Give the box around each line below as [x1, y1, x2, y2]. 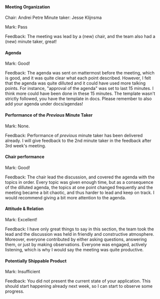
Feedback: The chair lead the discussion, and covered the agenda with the [5, 174, 155, 180]
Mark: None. [5, 123, 30, 129]
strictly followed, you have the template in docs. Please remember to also [5, 96, 152, 102]
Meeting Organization [5, 4, 50, 10]
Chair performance [5, 154, 45, 160]
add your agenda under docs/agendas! [5, 101, 84, 107]
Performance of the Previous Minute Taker [5, 112, 93, 118]
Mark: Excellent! [5, 217, 37, 223]
